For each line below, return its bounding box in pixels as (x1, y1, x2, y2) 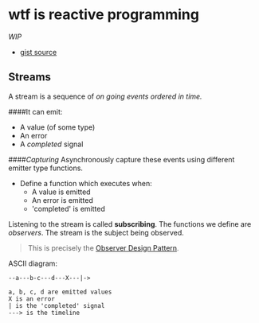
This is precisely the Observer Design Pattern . (27, 243, 179, 252)
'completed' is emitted (31, 204, 105, 213)
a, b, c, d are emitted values (8, 288, 112, 296)
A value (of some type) (19, 122, 96, 132)
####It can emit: (8, 107, 63, 116)
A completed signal (19, 139, 84, 149)
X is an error (8, 294, 56, 303)
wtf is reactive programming (8, 6, 199, 24)
